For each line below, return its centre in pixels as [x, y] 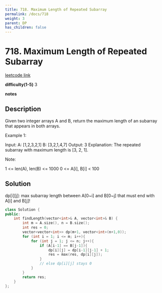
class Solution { [22, 209]
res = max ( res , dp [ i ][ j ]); [75, 255]
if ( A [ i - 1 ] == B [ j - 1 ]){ [64, 246]
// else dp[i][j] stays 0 [66, 264]
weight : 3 [15, 18]
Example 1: [16, 135]
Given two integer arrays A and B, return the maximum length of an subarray [81, 121]
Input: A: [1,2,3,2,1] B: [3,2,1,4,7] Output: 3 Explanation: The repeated [73, 145]
